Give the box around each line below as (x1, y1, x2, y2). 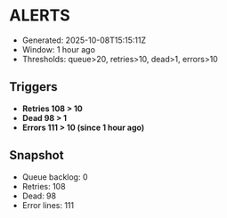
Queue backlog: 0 (21, 171, 88, 182)
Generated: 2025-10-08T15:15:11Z (21, 35, 147, 45)
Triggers (9, 79, 58, 94)
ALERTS (9, 5, 71, 26)
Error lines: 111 (21, 199, 74, 210)
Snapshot (9, 148, 64, 163)
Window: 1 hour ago (21, 44, 96, 54)
